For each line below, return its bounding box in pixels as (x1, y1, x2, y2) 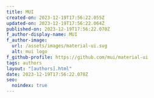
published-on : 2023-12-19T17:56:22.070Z (6, 26, 111, 32)
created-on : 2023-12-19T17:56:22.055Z (6, 15, 105, 21)
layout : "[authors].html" (6, 65, 72, 72)
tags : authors (6, 60, 43, 66)
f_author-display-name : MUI (6, 32, 78, 38)
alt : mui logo (12, 49, 47, 55)
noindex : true (12, 83, 47, 89)
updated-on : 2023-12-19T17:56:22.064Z (6, 20, 105, 26)
